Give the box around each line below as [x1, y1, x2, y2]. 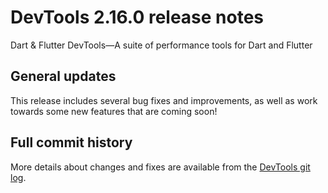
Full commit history [10, 134, 133, 151]
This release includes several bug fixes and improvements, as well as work [10, 94, 318, 106]
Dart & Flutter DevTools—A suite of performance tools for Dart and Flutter [10, 39, 313, 51]
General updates [10, 68, 117, 85]
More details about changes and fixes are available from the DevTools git [10, 161, 311, 173]
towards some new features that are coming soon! [10, 105, 218, 117]
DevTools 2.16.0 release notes [10, 6, 265, 29]
